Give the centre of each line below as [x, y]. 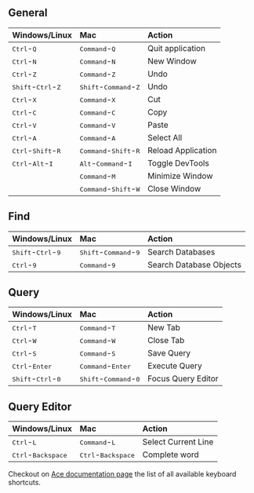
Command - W [98, 341]
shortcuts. [25, 483]
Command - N [98, 60]
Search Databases [181, 252]
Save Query [169, 353]
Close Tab [166, 341]
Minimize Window [180, 176]
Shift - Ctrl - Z [36, 86]
